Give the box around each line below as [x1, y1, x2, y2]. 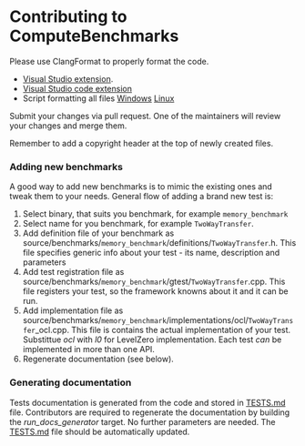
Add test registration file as [22, 267, 125, 278]
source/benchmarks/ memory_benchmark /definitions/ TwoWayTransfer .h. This [22, 238, 297, 248]
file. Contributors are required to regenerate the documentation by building [9, 407, 290, 418]
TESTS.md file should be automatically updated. [9, 426, 190, 437]
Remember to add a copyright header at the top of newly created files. [9, 137, 274, 148]
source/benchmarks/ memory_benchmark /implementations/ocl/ [22, 315, 249, 326]
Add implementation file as [22, 305, 124, 316]
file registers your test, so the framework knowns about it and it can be [22, 286, 289, 297]
